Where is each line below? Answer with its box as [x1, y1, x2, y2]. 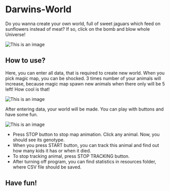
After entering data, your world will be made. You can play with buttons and [5, 106, 164, 112]
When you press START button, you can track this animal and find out [12, 142, 159, 148]
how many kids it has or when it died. [12, 147, 91, 154]
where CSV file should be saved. [12, 164, 82, 170]
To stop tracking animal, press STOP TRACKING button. [12, 153, 130, 159]
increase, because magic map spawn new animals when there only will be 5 [5, 80, 165, 87]
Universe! [5, 31, 26, 37]
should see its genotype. [12, 137, 65, 143]
